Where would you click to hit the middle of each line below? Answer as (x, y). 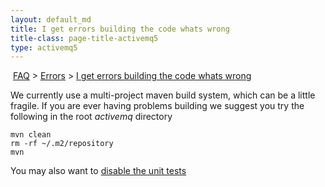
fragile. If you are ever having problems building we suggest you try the (157, 106)
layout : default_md (51, 19)
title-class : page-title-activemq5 (84, 38)
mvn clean (31, 135)
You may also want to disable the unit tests (98, 171)
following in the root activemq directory (91, 117)
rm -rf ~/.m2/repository (62, 144)
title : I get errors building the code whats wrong (120, 29)
